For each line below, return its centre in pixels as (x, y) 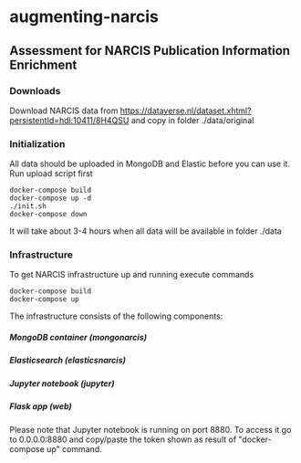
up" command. (74, 448)
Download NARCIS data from (64, 110)
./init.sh (28, 206)
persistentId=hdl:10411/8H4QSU (69, 120)
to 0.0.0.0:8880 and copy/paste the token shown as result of (123, 439)
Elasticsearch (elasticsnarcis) (67, 360)
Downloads (35, 90)
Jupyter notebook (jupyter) (62, 383)
